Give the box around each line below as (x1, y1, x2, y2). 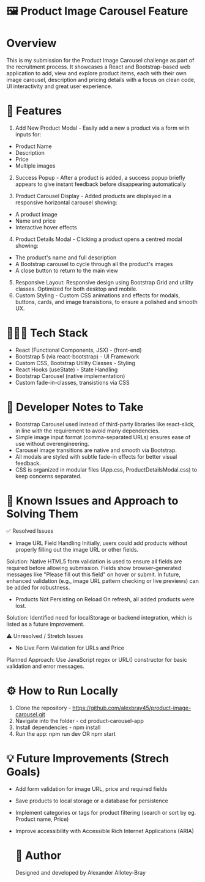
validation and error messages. (6, 662, 84, 670)
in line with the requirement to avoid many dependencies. (15, 427, 160, 434)
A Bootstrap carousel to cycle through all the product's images (15, 261, 173, 268)
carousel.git (15, 710, 46, 718)
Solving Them (6, 507, 78, 521)
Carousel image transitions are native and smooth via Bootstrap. (15, 447, 177, 454)
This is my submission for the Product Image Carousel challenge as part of (6, 57, 195, 64)
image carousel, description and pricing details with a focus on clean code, (6, 76, 196, 84)
